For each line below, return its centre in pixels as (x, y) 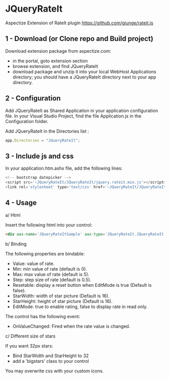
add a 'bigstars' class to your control (51, 361)
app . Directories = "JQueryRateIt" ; (43, 140)
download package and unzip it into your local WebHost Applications (84, 71)
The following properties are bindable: (45, 253)
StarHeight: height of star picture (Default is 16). (62, 301)
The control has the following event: (43, 316)
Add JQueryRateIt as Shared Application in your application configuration (82, 110)
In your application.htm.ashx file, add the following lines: (64, 168)
